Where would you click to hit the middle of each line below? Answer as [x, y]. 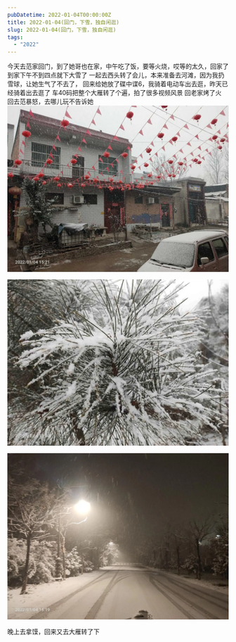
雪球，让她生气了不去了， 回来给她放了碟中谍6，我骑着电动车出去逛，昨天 [115, 84]
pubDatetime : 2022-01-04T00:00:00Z [59, 15]
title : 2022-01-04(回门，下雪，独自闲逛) [63, 22]
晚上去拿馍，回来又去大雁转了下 [53, 632]
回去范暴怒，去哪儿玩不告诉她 [50, 101]
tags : [15, 37]
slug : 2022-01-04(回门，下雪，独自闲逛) [62, 30]
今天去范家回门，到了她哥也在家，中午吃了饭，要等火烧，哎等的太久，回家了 [118, 66]
